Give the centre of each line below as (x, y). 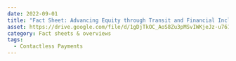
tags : (15, 40)
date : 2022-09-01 (33, 14)
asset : (17, 27)
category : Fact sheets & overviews (59, 33)
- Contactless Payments (48, 46)
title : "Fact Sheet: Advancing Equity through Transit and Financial (111, 20)
